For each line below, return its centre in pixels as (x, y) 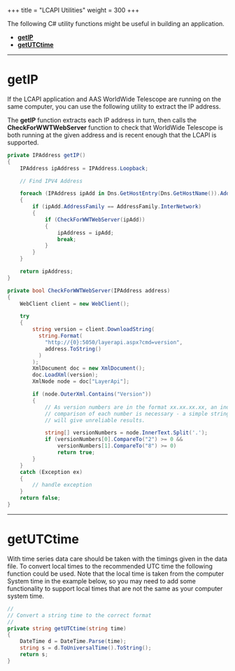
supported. (23, 142)
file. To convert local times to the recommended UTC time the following (110, 566)
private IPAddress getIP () (47, 155)
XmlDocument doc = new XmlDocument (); (89, 368)
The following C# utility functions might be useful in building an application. (116, 23)
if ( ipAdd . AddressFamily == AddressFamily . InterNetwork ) (117, 207)
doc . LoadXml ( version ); (65, 375)
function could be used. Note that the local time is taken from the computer (116, 574)
